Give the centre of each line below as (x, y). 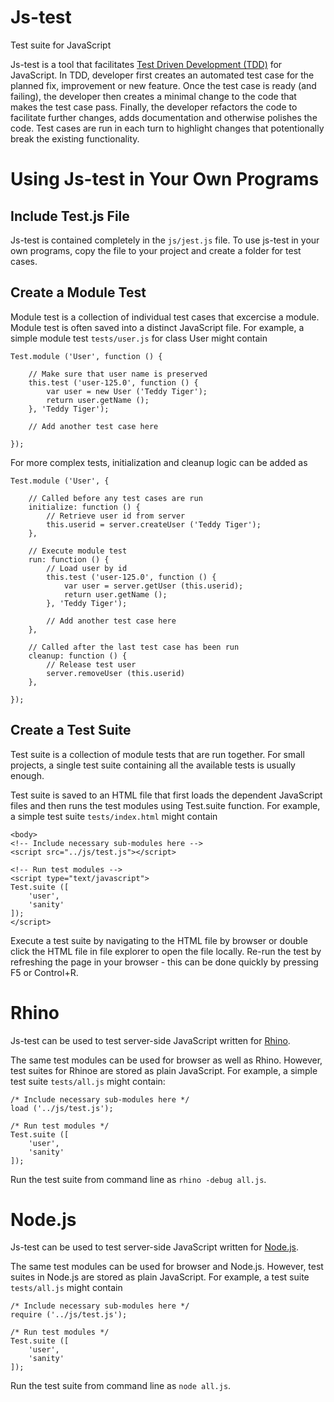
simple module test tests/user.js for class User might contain (139, 338)
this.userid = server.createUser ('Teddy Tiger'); (154, 524)
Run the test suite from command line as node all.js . (121, 1386)
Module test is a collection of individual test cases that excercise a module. (165, 317)
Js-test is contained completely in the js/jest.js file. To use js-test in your (165, 240)
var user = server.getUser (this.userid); (153, 586)
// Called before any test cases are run (115, 498)
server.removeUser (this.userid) (116, 673)
